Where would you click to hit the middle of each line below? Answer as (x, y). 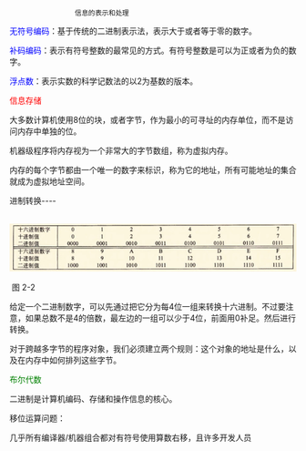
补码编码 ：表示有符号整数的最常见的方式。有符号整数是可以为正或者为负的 (149, 50)
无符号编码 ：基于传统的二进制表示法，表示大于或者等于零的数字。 (133, 31)
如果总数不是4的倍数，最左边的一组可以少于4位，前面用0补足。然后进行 (160, 318)
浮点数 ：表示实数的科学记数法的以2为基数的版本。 (104, 81)
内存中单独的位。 (49, 131)
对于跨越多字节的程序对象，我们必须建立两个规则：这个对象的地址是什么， (149, 348)
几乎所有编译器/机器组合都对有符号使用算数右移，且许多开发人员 (131, 437)
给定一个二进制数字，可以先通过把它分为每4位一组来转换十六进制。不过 (144, 306)
